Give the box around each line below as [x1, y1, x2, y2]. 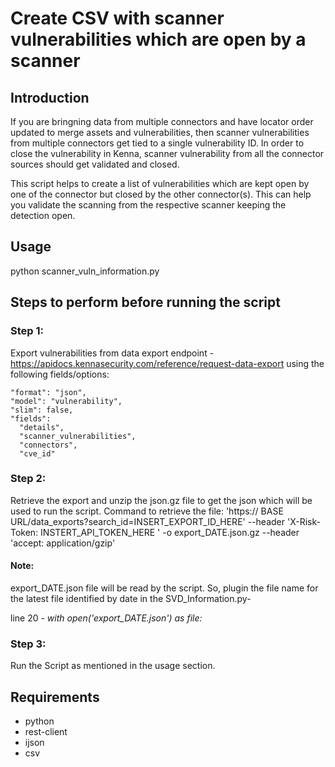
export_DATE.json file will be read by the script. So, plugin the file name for [10, 582, 319, 594]
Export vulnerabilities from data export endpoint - [10, 347, 215, 359]
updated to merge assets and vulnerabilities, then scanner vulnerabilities [10, 127, 310, 138]
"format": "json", [10, 387, 87, 397]
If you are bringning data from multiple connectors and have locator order [10, 116, 314, 127]
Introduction [10, 89, 90, 106]
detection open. [10, 210, 76, 221]
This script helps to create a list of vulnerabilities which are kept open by [10, 178, 310, 189]
